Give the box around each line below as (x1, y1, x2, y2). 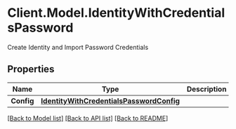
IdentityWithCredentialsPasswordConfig (41, 96, 181, 106)
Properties (7, 63, 55, 75)
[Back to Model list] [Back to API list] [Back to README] (7, 114, 169, 122)
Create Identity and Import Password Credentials (7, 43, 149, 51)
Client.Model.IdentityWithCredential (7, 5, 225, 21)
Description (186, 84, 227, 94)
